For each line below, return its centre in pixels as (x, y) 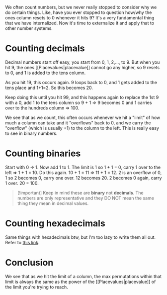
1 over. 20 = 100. (22, 183)
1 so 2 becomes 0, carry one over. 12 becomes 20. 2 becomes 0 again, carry (83, 178)
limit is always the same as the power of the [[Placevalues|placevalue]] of (81, 282)
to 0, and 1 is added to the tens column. (45, 73)
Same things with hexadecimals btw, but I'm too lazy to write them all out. (80, 237)
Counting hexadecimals (55, 224)
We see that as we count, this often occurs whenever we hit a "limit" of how (83, 117)
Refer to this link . (22, 242)
